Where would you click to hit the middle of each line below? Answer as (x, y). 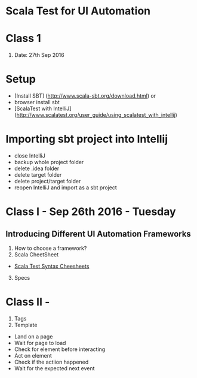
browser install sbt (37, 102)
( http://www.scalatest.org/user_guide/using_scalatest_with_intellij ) (96, 115)
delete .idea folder (37, 168)
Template (26, 325)
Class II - (28, 302)
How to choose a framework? (50, 248)
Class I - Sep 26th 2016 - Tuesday (91, 212)
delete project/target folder (47, 181)
